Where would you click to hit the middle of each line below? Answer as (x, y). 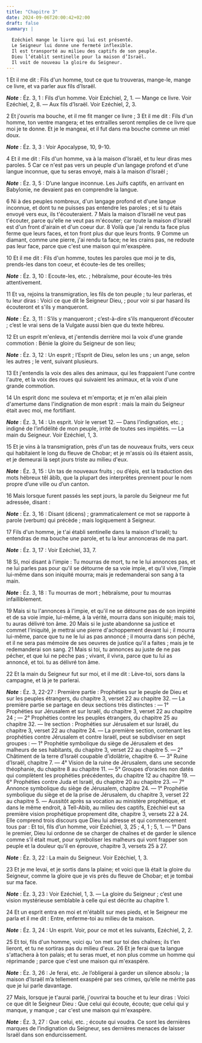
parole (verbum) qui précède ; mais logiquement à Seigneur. (81, 520)
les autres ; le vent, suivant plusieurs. (52, 361)
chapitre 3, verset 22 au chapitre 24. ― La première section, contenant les (99, 730)
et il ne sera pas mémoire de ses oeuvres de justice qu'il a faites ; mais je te (100, 643)
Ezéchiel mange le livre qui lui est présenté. (73, 40)
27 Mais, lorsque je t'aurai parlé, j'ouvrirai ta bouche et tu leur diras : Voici (98, 997)
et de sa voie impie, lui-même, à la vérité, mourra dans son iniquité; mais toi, (101, 617)
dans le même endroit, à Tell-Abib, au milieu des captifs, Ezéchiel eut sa (96, 807)
